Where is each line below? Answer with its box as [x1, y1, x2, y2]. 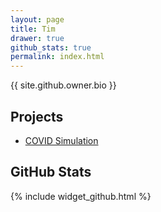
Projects [10, 108, 64, 125]
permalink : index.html [10, 52, 105, 62]
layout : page [10, 14, 65, 25]
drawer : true [10, 33, 65, 43]
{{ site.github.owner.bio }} [10, 79, 117, 91]
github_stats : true [10, 42, 92, 53]
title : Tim [10, 24, 56, 34]
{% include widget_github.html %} [10, 190, 152, 202]
